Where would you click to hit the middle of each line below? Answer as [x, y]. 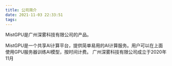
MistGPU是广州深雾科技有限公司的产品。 [48, 35]
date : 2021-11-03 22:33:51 [34, 15]
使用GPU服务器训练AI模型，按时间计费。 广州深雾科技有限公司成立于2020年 [86, 52]
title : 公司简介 [21, 10]
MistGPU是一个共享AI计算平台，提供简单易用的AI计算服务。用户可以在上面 [84, 46]
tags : [11, 19]
